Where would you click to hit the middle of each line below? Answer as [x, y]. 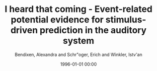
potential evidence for [57, 20]
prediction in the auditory [93, 30]
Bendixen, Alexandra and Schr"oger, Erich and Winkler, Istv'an [78, 54]
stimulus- [126, 20]
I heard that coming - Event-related [78, 9]
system [78, 41]
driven [24, 30]
